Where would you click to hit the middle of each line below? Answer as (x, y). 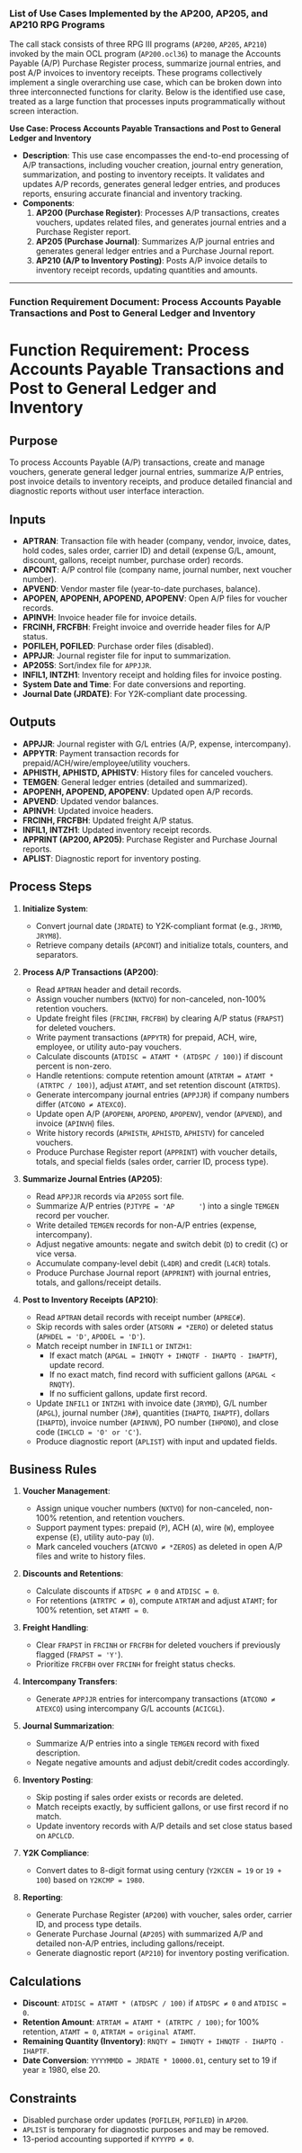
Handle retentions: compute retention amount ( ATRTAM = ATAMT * (155, 1075)
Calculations (45, 1981)
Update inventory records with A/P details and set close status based (164, 1826)
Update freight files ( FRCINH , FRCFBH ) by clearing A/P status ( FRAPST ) (160, 1018)
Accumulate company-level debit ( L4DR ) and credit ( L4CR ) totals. (153, 1263)
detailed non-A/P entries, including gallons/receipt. (130, 1943)
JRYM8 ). (49, 935)
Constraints (43, 2098)
